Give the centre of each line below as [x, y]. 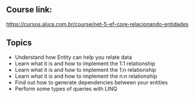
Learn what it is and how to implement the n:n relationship [86, 76]
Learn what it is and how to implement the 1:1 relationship [85, 63]
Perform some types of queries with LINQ [66, 88]
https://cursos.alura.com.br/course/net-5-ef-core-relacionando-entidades [97, 24]
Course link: [29, 10]
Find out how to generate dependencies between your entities [91, 82]
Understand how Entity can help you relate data [73, 57]
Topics [19, 43]
